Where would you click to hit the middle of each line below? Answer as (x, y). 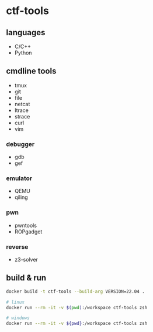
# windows (18, 318)
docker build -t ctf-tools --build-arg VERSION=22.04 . (75, 292)
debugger (20, 144)
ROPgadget (28, 231)
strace (22, 116)
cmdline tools (31, 71)
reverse (17, 246)
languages (26, 33)
